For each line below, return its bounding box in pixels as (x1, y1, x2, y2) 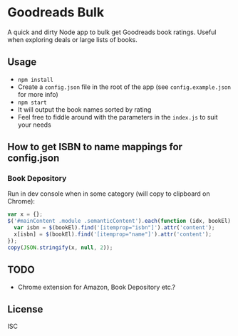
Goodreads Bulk (7, 4, 105, 21)
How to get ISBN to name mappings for (7, 141, 183, 153)
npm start (17, 99, 48, 106)
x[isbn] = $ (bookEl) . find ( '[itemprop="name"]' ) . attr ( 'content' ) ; (14, 231, 212, 238)
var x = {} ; (7, 211, 43, 218)
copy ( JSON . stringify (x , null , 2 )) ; (7, 243, 113, 251)
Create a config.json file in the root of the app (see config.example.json (17, 83, 232, 91)
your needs (17, 120, 51, 129)
